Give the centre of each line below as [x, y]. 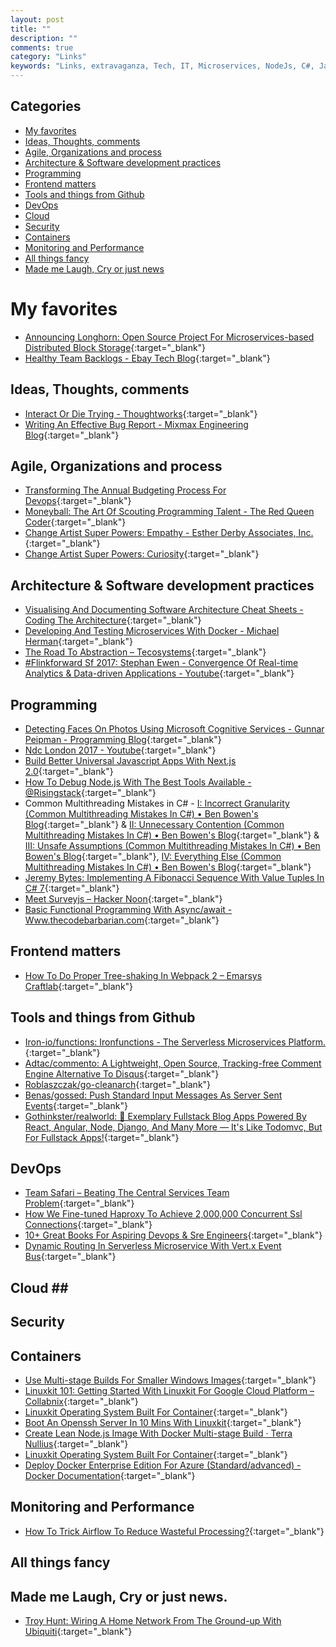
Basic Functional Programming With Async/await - [128, 909]
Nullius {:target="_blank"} [76, 1444]
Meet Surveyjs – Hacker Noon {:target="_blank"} [123, 899]
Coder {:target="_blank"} [75, 522]
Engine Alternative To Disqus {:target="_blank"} [122, 1073]
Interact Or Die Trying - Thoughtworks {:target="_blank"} [141, 413]
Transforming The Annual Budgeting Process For [125, 490]
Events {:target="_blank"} [76, 1105]
